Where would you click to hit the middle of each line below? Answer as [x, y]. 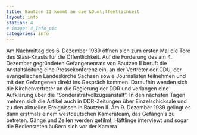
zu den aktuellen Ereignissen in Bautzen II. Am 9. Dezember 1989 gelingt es [99, 108]
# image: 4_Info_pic [32, 28]
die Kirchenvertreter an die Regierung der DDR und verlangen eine [87, 89]
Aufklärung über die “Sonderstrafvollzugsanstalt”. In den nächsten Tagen [96, 95]
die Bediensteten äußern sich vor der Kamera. [62, 127]
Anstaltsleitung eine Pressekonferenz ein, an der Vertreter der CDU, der [94, 70]
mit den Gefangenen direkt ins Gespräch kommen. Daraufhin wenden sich [97, 82]
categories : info [28, 34]
